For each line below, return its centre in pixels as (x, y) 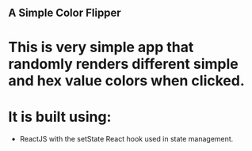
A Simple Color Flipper (65, 13)
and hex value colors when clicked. (127, 80)
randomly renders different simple (124, 64)
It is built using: (60, 117)
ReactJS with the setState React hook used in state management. (126, 138)
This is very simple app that (101, 47)
